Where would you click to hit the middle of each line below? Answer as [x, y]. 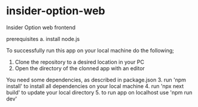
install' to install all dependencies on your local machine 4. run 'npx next [95, 86]
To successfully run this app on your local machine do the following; [90, 50]
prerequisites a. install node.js [43, 39]
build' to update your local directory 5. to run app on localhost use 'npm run [99, 92]
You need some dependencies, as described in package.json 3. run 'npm [96, 80]
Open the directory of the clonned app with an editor [80, 68]
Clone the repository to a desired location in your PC [80, 62]
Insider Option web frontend [41, 27]
